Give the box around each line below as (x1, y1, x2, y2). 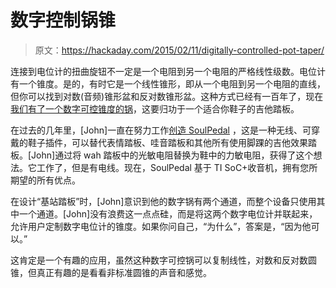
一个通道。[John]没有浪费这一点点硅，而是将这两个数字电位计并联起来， (18, 207, 318, 220)
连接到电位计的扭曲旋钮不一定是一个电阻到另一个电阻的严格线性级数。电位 (10, 65, 317, 77)
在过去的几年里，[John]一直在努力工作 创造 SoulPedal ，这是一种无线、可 (10, 124, 312, 136)
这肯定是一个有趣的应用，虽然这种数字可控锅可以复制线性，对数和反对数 (10, 254, 308, 266)
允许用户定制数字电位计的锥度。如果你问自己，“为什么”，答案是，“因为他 (10, 220, 312, 232)
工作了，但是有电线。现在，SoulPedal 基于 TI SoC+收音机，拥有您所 (36, 161, 318, 173)
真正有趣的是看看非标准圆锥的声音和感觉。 (36, 266, 212, 278)
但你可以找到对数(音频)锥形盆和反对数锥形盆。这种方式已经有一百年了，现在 (10, 90, 324, 102)
